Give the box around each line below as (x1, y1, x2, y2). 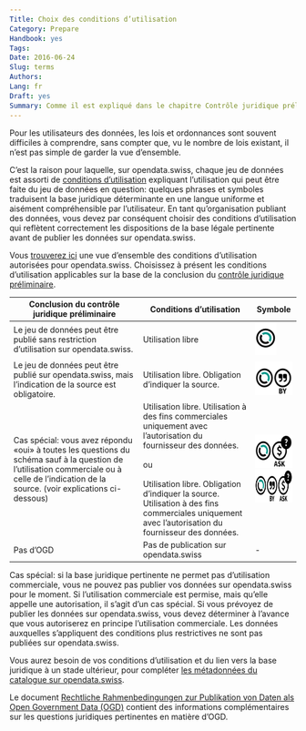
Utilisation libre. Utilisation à (142, 401, 248, 411)
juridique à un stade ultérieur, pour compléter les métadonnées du (9, 665, 258, 675)
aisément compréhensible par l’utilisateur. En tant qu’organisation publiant (9, 203, 287, 214)
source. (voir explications (13, 483, 108, 494)
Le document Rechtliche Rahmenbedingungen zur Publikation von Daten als (9, 692, 294, 703)
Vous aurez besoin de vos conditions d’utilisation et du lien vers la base (9, 655, 278, 665)
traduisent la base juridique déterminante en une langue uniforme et (9, 193, 265, 204)
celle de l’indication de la (13, 473, 107, 484)
